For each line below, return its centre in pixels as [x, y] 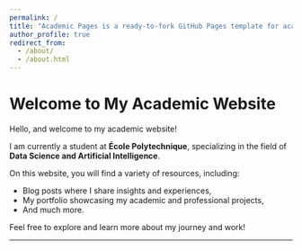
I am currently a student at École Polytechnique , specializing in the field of [148, 146]
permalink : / [34, 18]
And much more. [53, 210]
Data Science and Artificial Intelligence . [84, 156]
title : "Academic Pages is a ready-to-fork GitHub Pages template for [144, 26]
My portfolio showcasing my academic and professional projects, [143, 200]
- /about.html [44, 59]
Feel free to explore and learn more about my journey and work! [127, 227]
